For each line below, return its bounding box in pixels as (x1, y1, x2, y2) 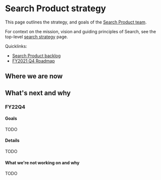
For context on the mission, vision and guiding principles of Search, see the (5, 28, 157, 34)
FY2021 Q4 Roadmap (12, 58, 55, 64)
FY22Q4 (5, 103, 25, 110)
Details (5, 137, 20, 143)
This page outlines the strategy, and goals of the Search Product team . (5, 19, 147, 25)
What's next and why (5, 89, 71, 97)
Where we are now (5, 72, 63, 81)
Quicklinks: (5, 43, 28, 49)
